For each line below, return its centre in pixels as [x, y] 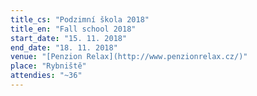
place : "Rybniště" [48, 66]
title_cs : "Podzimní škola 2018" [80, 19]
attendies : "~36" [46, 76]
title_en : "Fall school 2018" [73, 29]
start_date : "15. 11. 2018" [69, 38]
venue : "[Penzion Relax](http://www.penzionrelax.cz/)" [129, 57]
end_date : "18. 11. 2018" [64, 47]
